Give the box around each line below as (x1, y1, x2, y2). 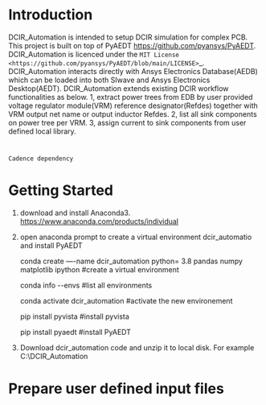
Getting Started (8, 181, 114, 200)
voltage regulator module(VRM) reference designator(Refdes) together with (8, 101, 259, 110)
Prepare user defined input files (8, 380, 225, 398)
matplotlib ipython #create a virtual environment (19, 265, 179, 275)
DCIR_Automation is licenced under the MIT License (8, 49, 179, 59)
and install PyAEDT (19, 241, 83, 250)
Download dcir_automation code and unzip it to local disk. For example (19, 343, 255, 353)
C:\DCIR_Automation (19, 352, 88, 362)
